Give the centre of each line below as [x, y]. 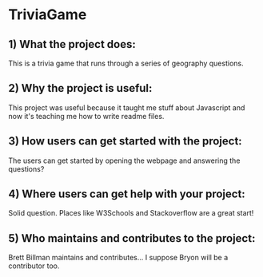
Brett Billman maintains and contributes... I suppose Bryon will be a [118, 258]
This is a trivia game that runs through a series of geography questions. [126, 63]
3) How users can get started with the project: [125, 141]
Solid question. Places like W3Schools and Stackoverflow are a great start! [131, 213]
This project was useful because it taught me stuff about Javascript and [127, 107]
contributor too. [34, 266]
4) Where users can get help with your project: [127, 194]
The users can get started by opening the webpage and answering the [124, 160]
